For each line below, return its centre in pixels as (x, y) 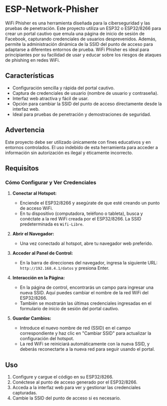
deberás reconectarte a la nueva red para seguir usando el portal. (87, 349)
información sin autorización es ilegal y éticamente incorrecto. (69, 153)
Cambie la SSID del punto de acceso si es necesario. (67, 398)
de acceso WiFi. (36, 208)
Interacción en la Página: (39, 278)
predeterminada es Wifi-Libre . (52, 224)
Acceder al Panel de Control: (43, 253)
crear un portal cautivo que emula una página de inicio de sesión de (75, 33)
